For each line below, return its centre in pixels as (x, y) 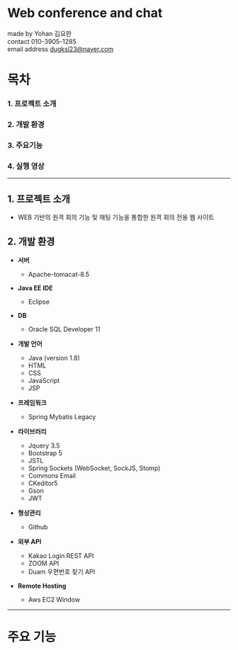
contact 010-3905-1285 (42, 41)
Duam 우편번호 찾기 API (62, 571)
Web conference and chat (85, 13)
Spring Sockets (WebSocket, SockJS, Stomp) (94, 468)
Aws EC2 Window (54, 599)
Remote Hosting (42, 586)
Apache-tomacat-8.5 (59, 274)
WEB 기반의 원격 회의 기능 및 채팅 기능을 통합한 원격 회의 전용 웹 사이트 (116, 217)
